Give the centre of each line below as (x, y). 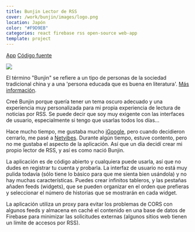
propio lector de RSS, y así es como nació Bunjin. (65, 150)
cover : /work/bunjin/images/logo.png (52, 17)
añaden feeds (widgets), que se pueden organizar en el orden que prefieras (97, 186)
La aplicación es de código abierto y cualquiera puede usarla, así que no (94, 161)
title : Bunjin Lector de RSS (42, 11)
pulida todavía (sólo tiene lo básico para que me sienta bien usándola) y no (97, 174)
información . (21, 90)
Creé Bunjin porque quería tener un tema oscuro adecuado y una (84, 101)
